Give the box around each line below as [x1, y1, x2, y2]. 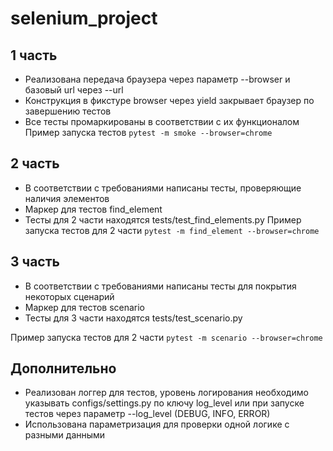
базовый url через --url [24, 84, 124, 96]
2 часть [10, 155, 60, 172]
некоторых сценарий [24, 290, 115, 302]
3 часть [10, 253, 60, 271]
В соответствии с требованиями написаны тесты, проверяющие [24, 182, 302, 194]
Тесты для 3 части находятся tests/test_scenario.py [24, 312, 243, 324]
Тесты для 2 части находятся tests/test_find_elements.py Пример [24, 213, 302, 226]
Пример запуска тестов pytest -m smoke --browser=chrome [24, 127, 273, 138]
